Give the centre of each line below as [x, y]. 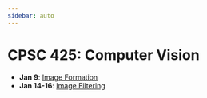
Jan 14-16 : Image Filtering [62, 85]
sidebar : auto [31, 16]
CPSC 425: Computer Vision [104, 55]
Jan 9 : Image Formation [58, 77]
